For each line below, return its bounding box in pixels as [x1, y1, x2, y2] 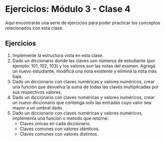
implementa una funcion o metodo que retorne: [12, 115, 109, 121]
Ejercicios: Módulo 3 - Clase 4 [5, 3, 131, 15]
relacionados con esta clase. [5, 25, 64, 31]
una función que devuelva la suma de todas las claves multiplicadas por [12, 84, 159, 90]
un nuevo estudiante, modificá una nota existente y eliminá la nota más [12, 68, 157, 74]
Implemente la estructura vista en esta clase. [12, 52, 104, 58]
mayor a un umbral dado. [12, 105, 64, 110]
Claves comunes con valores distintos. [19, 131, 99, 137]
